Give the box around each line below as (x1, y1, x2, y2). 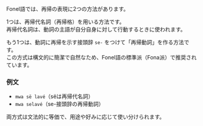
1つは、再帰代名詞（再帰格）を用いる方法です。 (6, 18, 125, 25)
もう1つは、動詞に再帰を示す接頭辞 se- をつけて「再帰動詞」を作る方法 (6, 39, 184, 45)
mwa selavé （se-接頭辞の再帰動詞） (15, 101, 104, 108)
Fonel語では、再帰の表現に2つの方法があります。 (6, 5, 129, 12)
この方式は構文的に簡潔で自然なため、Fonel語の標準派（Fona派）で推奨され (6, 54, 197, 61)
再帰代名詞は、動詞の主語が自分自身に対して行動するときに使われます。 (6, 26, 186, 33)
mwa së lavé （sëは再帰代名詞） (15, 93, 94, 100)
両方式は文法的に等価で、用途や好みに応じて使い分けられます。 (6, 113, 165, 121)
